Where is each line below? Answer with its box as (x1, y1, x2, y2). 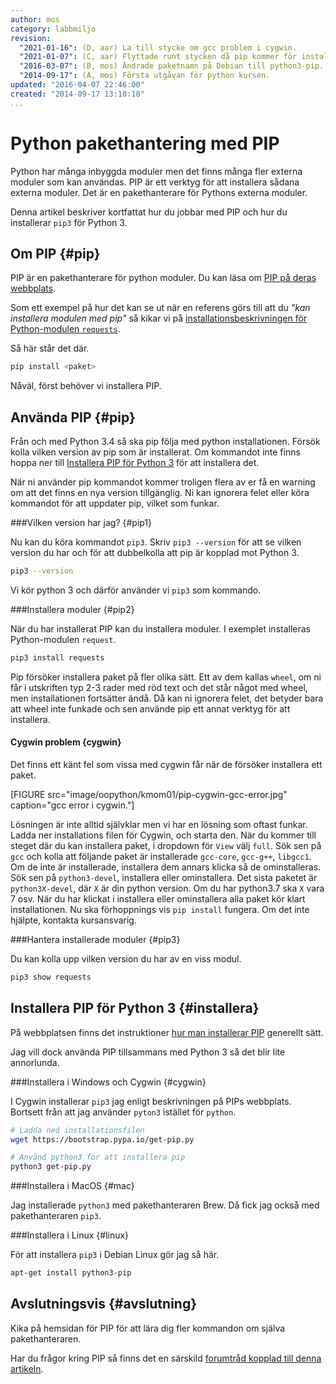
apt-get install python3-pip (10, 1268, 132, 1278)
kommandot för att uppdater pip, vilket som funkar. (10, 497, 220, 510)
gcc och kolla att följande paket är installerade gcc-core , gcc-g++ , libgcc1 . (10, 851, 312, 863)
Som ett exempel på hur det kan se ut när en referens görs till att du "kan (10, 302, 311, 314)
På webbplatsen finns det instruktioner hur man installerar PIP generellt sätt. (10, 1026, 324, 1038)
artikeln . (10, 1362, 44, 1375)
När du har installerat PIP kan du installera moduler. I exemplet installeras (10, 622, 311, 635)
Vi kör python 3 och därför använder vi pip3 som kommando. (10, 584, 262, 596)
